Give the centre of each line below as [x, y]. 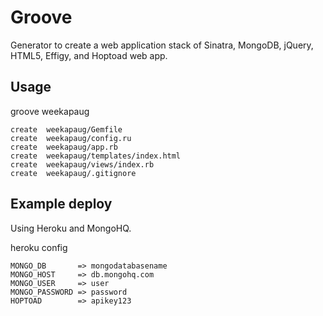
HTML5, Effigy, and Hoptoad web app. [89, 55]
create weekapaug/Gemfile [66, 129]
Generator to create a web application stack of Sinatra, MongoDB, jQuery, [162, 45]
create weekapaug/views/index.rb [82, 164]
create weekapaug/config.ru [71, 138]
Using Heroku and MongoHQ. [71, 228]
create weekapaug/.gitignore [73, 173]
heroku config [39, 247]
